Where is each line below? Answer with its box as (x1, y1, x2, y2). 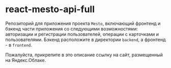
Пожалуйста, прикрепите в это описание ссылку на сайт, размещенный (5, 52, 163, 58)
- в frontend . (5, 42, 32, 48)
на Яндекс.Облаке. (5, 57, 46, 63)
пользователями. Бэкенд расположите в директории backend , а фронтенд (5, 37, 166, 43)
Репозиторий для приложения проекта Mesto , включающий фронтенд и (5, 20, 161, 26)
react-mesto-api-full (5, 4, 95, 15)
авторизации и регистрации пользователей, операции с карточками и (5, 31, 159, 37)
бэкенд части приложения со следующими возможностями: (5, 25, 138, 31)
